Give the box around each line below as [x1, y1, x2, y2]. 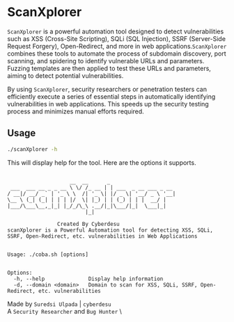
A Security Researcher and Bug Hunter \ [7, 307, 122, 315]
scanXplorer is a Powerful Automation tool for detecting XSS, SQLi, [7, 227, 214, 234]
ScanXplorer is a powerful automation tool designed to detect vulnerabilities [7, 27, 224, 35]
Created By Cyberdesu [56, 220, 120, 227]
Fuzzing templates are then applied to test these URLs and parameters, [7, 64, 211, 72]
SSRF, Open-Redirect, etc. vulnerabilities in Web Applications [7, 232, 198, 240]
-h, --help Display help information [13, 275, 164, 282]
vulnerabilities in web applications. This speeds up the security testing [7, 99, 209, 108]
